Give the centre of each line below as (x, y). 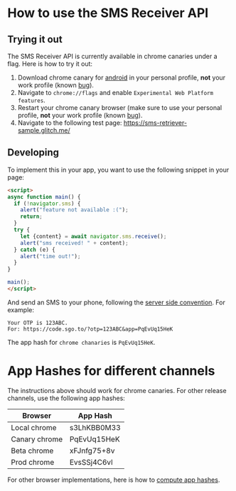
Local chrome (34, 427)
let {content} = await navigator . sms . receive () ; (93, 236)
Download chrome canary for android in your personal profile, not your (122, 77)
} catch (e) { (34, 250)
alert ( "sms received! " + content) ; (75, 243)
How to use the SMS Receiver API (108, 13)
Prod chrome (33, 462)
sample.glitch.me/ (44, 130)
